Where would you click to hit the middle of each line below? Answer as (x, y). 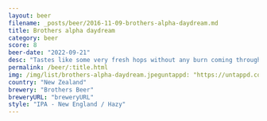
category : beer (33, 38)
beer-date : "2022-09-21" (49, 53)
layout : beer (30, 16)
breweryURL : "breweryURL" (51, 97)
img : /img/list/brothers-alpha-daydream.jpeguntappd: (99, 75)
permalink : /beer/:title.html (58, 68)
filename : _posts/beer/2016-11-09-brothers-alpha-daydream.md (113, 23)
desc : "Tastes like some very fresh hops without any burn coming (120, 60)
